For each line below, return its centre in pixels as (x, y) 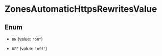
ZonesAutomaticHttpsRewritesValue (81, 9)
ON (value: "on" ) (27, 39)
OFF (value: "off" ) (29, 48)
